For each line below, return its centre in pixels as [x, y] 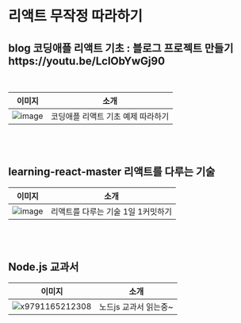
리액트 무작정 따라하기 [75, 16]
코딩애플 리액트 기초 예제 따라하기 [110, 116]
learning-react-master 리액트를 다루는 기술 [112, 172]
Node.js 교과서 [44, 267]
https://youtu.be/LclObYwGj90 [86, 61]
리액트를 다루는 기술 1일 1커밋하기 [112, 211]
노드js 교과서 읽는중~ [136, 306]
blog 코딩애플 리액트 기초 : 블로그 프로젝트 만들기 [121, 48]
